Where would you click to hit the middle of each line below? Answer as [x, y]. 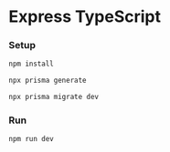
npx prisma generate [48, 81]
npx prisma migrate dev [54, 97]
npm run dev [31, 139]
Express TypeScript [85, 17]
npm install [31, 64]
